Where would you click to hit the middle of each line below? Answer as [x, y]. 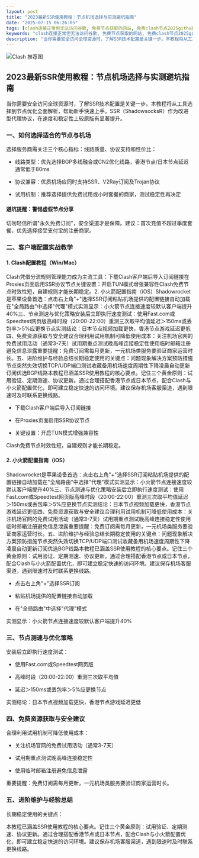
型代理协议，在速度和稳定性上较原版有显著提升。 [66, 118]
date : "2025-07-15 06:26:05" [42, 22]
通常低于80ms [32, 169]
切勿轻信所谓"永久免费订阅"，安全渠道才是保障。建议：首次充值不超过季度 [97, 223]
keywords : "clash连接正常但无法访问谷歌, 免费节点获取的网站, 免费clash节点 [92, 34]
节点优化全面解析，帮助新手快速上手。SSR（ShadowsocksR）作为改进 [102, 111]
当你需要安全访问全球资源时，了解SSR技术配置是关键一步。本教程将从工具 [97, 104]
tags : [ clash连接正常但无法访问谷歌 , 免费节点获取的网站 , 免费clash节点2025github [100, 28]
